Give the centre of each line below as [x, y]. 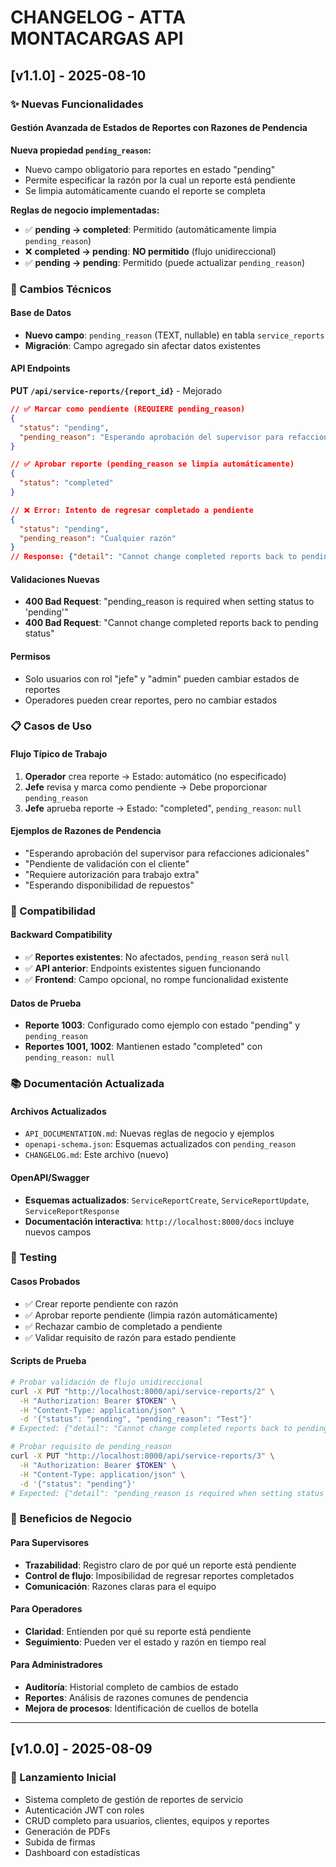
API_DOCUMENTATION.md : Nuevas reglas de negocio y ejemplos [149, 1133]
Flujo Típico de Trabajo [59, 754]
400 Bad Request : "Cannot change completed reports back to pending [171, 623]
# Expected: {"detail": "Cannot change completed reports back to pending [169, 1429]
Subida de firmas [60, 1842]
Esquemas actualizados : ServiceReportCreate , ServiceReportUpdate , [167, 1200]
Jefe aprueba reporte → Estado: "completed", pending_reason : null [163, 808]
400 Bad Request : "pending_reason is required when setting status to [169, 602]
